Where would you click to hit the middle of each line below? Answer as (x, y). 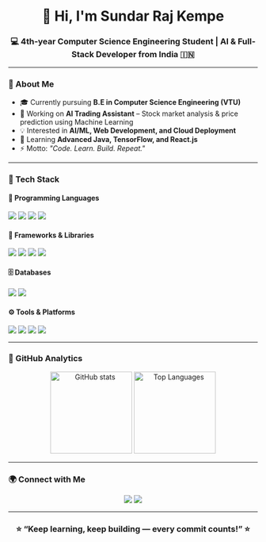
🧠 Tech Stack (34, 179)
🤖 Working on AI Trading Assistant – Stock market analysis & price (129, 113)
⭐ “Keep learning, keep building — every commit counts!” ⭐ (133, 529)
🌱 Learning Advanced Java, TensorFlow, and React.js (108, 139)
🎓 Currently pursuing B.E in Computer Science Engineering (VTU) (130, 102)
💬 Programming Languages (54, 198)
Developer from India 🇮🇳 (146, 55)
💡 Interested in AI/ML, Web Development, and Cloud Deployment (127, 130)
